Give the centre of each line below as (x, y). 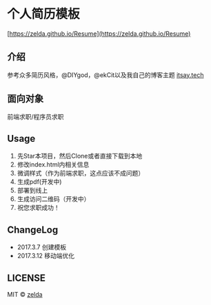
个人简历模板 (44, 14)
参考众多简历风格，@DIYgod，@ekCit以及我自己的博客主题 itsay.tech (105, 75)
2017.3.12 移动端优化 (46, 256)
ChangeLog (33, 230)
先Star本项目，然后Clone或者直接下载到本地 (80, 156)
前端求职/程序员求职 (36, 116)
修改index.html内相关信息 (53, 165)
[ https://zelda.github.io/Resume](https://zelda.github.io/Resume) (99, 33)
